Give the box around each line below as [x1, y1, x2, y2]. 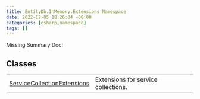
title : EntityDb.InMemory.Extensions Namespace [6, 8, 127, 15]
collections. [95, 83, 128, 91]
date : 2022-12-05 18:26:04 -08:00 [6, 14, 92, 20]
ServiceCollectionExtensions [9, 79, 90, 88]
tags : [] [6, 25, 28, 31]
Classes [6, 59, 37, 69]
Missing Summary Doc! [6, 41, 64, 49]
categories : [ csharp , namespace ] [6, 20, 86, 25]
